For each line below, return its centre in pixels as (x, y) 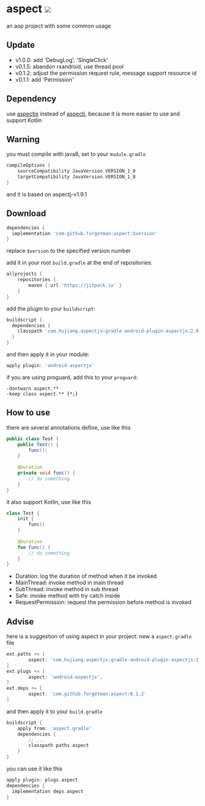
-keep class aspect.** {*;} (42, 394)
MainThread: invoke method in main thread (69, 583)
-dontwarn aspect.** (33, 389)
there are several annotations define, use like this (68, 427)
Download (26, 214)
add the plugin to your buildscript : (51, 308)
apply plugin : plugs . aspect (42, 780)
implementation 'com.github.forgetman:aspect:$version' (85, 233)
